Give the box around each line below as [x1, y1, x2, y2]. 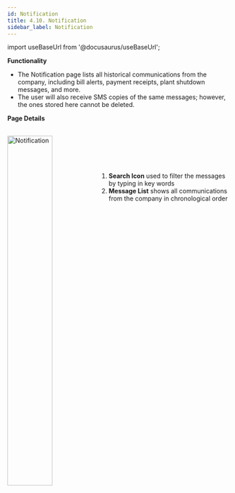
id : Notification [7, 10, 59, 18]
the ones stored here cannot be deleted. [17, 101, 135, 109]
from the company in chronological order [108, 194, 228, 203]
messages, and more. [17, 86, 81, 94]
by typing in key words [108, 179, 175, 188]
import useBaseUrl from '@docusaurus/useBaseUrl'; [7, 43, 160, 52]
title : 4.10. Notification [7, 17, 87, 24]
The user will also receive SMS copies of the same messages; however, [17, 93, 226, 101]
